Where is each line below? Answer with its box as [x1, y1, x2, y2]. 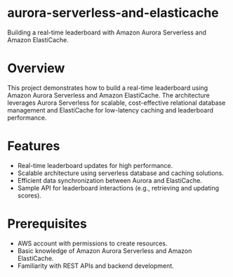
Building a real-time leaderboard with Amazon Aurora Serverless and [7, 28, 207, 37]
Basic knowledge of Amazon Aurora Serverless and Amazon [17, 246, 192, 255]
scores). [17, 191, 42, 200]
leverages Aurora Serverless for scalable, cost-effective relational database [7, 98, 226, 107]
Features [7, 138, 60, 154]
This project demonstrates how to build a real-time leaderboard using [7, 83, 208, 92]
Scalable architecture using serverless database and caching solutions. [17, 169, 225, 177]
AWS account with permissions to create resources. [17, 239, 168, 247]
